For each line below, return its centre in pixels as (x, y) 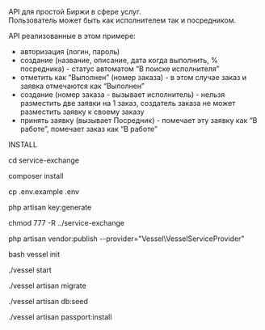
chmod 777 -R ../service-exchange (67, 223)
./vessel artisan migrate (47, 286)
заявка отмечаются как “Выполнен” (82, 86)
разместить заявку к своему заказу (82, 112)
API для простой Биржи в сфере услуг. (75, 12)
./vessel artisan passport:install (60, 317)
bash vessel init (34, 254)
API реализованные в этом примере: (72, 36)
